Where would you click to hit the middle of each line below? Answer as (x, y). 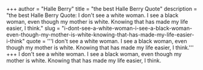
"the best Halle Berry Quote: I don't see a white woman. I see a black (92, 15)
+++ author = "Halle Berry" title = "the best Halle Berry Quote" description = (102, 9)
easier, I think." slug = (33, 28)
